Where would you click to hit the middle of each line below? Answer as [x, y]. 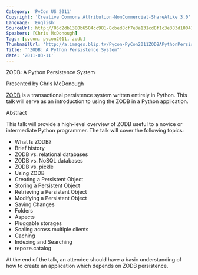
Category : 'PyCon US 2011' [39, 11]
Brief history [30, 148]
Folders [24, 210]
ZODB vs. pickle [34, 167]
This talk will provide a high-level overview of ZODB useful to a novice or [94, 124]
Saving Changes [34, 204]
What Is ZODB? [33, 141]
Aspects [25, 217]
